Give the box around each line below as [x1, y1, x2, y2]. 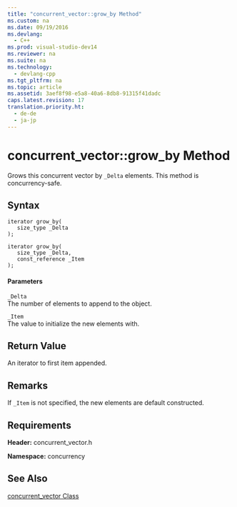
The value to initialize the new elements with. [7, 319, 140, 328]
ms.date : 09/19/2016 [7, 24, 69, 31]
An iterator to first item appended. [7, 358, 107, 368]
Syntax [7, 199, 40, 211]
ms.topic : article [7, 84, 62, 91]
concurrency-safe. [7, 179, 62, 187]
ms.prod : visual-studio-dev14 [7, 44, 98, 51]
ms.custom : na [7, 17, 50, 24]
